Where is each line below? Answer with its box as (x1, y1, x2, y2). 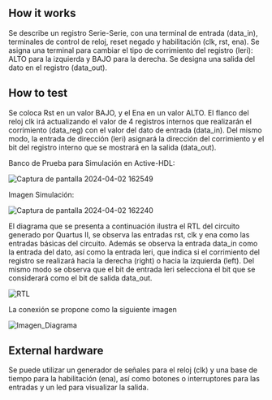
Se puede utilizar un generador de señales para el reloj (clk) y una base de (8, 365, 258, 375)
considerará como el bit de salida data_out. (8, 272, 153, 283)
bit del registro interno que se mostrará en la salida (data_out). (8, 142, 217, 152)
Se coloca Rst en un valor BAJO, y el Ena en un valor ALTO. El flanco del (8, 107, 249, 117)
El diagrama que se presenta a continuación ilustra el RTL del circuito (8, 221, 240, 231)
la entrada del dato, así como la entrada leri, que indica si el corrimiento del (8, 247, 260, 257)
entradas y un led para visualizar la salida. (8, 382, 149, 393)
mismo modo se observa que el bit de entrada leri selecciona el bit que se (8, 264, 256, 274)
